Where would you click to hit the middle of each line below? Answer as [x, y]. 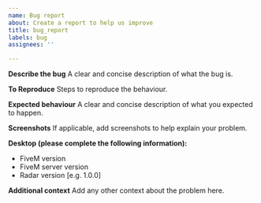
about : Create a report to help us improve [81, 23]
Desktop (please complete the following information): [98, 143]
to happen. [26, 113]
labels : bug [28, 37]
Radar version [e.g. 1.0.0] [60, 175]
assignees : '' [32, 45]
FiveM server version [54, 167]
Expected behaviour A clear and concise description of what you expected [131, 105]
